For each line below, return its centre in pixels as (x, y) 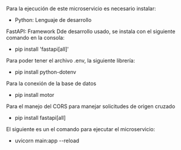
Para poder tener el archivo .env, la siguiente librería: (71, 61)
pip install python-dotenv (45, 72)
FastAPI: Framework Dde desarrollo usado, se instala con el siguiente (91, 31)
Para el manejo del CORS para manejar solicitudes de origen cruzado (91, 106)
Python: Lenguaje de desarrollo (53, 20)
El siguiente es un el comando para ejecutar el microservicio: (81, 129)
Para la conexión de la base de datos (51, 83)
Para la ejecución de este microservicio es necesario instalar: (81, 9)
